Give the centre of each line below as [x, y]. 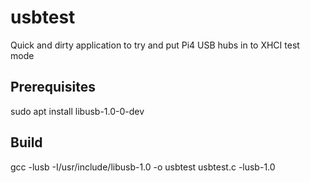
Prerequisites [53, 87]
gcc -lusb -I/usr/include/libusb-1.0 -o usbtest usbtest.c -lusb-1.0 [143, 167]
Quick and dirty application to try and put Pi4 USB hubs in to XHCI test [155, 45]
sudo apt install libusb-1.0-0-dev [77, 111]
